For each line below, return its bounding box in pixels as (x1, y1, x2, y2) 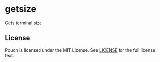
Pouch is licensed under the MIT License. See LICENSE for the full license (5, 47, 156, 53)
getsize (5, 3, 36, 15)
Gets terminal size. (5, 20, 43, 26)
